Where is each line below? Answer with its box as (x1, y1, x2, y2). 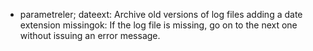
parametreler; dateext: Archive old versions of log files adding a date (19, 9, 303, 20)
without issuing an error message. (19, 30, 161, 41)
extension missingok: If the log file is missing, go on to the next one (19, 19, 298, 31)
